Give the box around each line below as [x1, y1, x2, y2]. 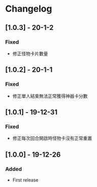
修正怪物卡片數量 [12, 50, 48, 56]
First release [12, 177, 39, 183]
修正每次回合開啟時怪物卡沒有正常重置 [12, 135, 92, 141]
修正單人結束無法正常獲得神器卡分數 [12, 93, 88, 99]
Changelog [5, 3, 52, 15]
